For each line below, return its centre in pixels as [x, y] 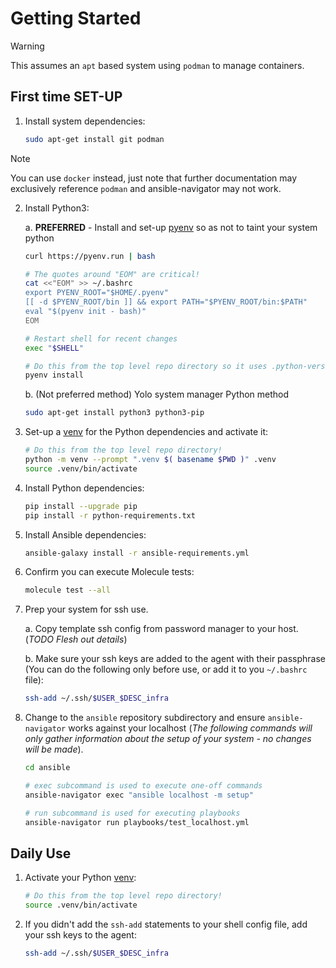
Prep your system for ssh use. [86, 609]
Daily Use [41, 853]
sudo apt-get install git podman [94, 139]
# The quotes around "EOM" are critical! [112, 274]
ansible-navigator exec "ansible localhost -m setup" [139, 795]
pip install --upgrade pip [81, 506]
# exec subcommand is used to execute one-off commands [143, 786]
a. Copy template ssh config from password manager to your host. [161, 629]
